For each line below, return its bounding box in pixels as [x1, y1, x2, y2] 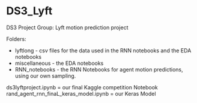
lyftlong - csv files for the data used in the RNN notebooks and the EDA [14, 46, 192, 54]
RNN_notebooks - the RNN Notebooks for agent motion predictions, [14, 65, 183, 73]
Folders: [6, 35, 26, 42]
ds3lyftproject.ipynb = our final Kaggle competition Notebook [6, 83, 158, 90]
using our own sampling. [14, 72, 76, 79]
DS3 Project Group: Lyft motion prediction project [6, 24, 129, 31]
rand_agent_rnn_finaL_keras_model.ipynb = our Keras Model [6, 90, 156, 97]
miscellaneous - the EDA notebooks [14, 60, 104, 67]
